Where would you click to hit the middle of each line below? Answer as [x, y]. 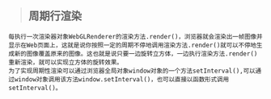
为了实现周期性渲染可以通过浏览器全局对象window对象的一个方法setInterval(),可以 [132, 71]
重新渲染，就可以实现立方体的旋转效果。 [66, 62]
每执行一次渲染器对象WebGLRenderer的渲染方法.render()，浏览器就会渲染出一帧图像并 [135, 36]
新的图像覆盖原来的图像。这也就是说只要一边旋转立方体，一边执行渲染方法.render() [136, 54]
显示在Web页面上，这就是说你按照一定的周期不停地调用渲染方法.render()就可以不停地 [133, 45]
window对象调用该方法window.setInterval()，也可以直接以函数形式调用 [121, 79]
